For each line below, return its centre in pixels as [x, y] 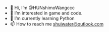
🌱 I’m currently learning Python [42, 18]
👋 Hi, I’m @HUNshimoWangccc [42, 8]
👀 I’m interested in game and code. [46, 13]
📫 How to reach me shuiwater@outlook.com [57, 24]
